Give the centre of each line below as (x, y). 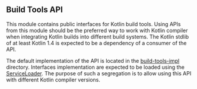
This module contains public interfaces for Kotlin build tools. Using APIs (93, 24)
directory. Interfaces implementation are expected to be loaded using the (96, 67)
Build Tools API (35, 10)
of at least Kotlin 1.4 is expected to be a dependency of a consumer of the (96, 43)
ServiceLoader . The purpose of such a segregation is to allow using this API (99, 73)
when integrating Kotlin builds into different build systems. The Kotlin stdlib (98, 36)
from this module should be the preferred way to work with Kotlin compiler (97, 30)
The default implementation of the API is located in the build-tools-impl (93, 61)
